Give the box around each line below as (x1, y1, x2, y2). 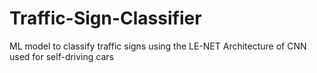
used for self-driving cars (9, 50, 114, 62)
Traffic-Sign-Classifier (9, 7, 202, 30)
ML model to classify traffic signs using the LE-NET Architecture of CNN (9, 40, 307, 52)
